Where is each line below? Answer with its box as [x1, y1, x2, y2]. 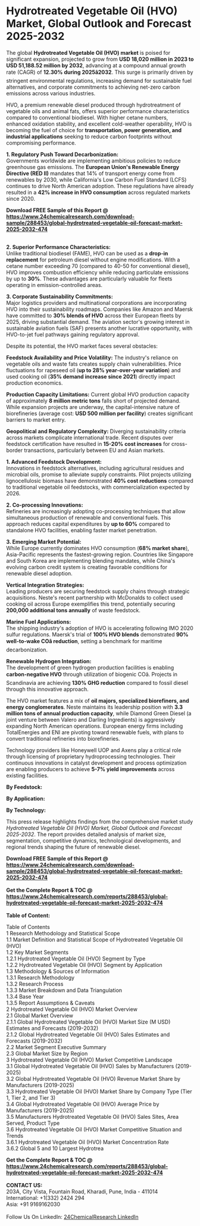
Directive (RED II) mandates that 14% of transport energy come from [6, 170, 174, 177]
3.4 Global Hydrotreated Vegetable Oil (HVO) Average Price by [6, 1100, 160, 1108]
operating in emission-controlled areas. [6, 281, 103, 288]
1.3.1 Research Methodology [6, 974, 75, 981]
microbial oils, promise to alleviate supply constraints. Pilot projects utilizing [6, 470, 192, 478]
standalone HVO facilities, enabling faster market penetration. [6, 526, 158, 534]
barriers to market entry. [6, 416, 66, 423]
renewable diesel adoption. [6, 570, 73, 577]
